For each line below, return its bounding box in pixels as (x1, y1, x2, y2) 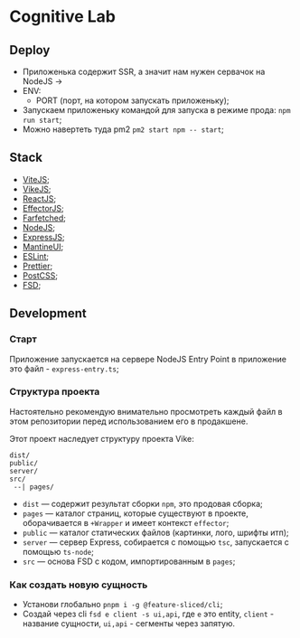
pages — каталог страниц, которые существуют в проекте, (22, 508, 248, 519)
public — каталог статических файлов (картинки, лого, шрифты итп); (22, 527, 289, 538)
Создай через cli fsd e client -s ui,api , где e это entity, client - (22, 608, 274, 620)
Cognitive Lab (9, 6, 116, 27)
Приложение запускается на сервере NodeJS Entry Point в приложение (9, 353, 287, 364)
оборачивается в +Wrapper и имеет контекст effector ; (22, 517, 230, 528)
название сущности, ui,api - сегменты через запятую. (22, 618, 236, 629)
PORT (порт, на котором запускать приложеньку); (35, 95, 230, 106)
